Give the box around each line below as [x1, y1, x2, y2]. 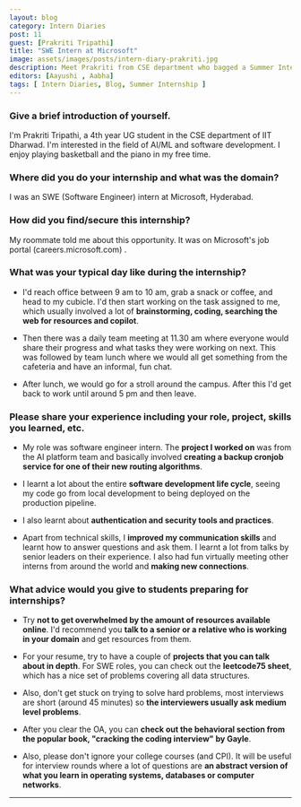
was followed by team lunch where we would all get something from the [21, 351, 288, 362]
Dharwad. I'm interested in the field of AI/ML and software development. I [9, 139, 280, 150]
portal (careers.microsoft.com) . [9, 244, 127, 255]
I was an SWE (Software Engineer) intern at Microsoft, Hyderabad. [9, 192, 254, 203]
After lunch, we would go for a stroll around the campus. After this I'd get [21, 378, 292, 389]
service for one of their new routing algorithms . [21, 461, 203, 472]
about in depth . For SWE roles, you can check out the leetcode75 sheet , [21, 661, 292, 672]
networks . [21, 779, 62, 790]
